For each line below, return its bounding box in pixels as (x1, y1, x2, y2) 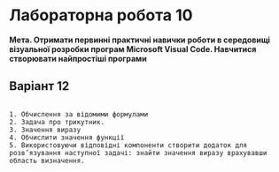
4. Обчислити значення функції (9, 133, 125, 142)
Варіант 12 (9, 79, 70, 93)
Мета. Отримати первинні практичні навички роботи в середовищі (9, 34, 271, 45)
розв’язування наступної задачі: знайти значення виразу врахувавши (9, 148, 267, 157)
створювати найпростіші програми (9, 53, 148, 64)
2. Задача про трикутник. (9, 117, 105, 126)
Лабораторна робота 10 (9, 5, 193, 26)
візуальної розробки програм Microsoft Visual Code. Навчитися (9, 43, 257, 54)
